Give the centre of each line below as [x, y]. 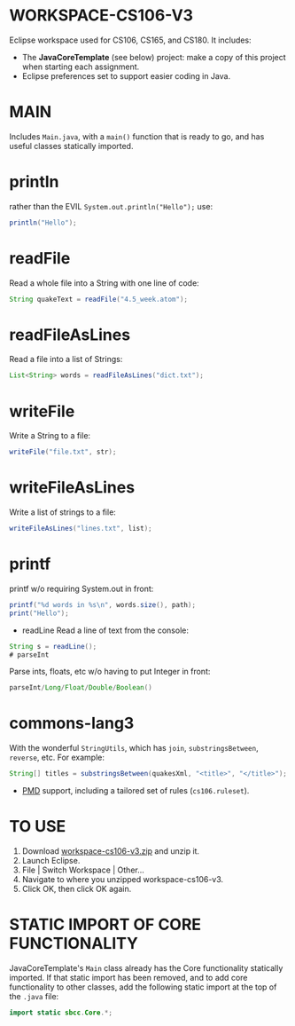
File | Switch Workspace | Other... [83, 870]
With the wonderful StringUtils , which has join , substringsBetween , [134, 748]
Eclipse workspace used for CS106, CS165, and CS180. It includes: [130, 40]
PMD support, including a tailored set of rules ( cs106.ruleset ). [136, 791]
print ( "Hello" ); [39, 613]
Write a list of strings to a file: [63, 512]
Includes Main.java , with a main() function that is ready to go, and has [137, 136]
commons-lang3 [72, 723]
